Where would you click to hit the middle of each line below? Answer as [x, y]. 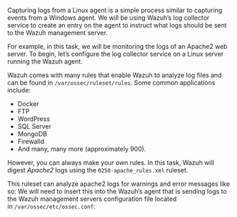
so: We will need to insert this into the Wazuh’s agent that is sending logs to [117, 191]
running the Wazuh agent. [45, 61]
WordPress [34, 119]
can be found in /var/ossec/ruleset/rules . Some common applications [111, 83]
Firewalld [31, 141]
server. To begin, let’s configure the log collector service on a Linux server [116, 54]
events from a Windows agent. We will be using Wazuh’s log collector [109, 18]
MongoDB [32, 134]
